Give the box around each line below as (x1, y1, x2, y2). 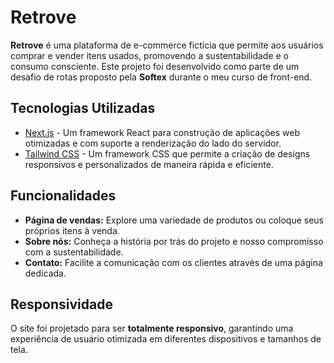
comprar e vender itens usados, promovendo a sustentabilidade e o (10, 49, 289, 61)
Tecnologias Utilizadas (10, 100, 156, 117)
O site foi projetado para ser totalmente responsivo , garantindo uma (10, 322, 294, 335)
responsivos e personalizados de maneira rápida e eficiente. (24, 158, 274, 170)
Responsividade (10, 296, 113, 313)
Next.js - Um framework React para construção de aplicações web (24, 126, 300, 138)
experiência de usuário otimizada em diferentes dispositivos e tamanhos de (10, 333, 322, 345)
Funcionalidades (10, 187, 117, 205)
